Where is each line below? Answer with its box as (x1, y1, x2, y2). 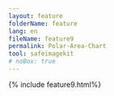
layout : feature (8, 11, 63, 20)
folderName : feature (8, 20, 78, 28)
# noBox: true (8, 58, 57, 66)
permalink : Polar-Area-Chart (8, 42, 107, 50)
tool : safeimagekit (8, 50, 74, 58)
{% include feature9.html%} (8, 79, 102, 89)
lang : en (8, 27, 38, 35)
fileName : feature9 (8, 34, 74, 43)
